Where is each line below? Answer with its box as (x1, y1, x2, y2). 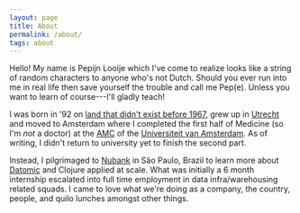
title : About (9, 22, 59, 31)
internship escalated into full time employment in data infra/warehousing (9, 174, 278, 185)
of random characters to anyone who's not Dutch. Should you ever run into (9, 73, 287, 84)
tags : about (9, 38, 54, 48)
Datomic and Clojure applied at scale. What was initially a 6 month (9, 164, 255, 175)
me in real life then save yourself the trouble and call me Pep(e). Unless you (9, 82, 290, 93)
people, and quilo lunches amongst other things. (9, 193, 189, 204)
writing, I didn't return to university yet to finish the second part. (9, 138, 247, 148)
